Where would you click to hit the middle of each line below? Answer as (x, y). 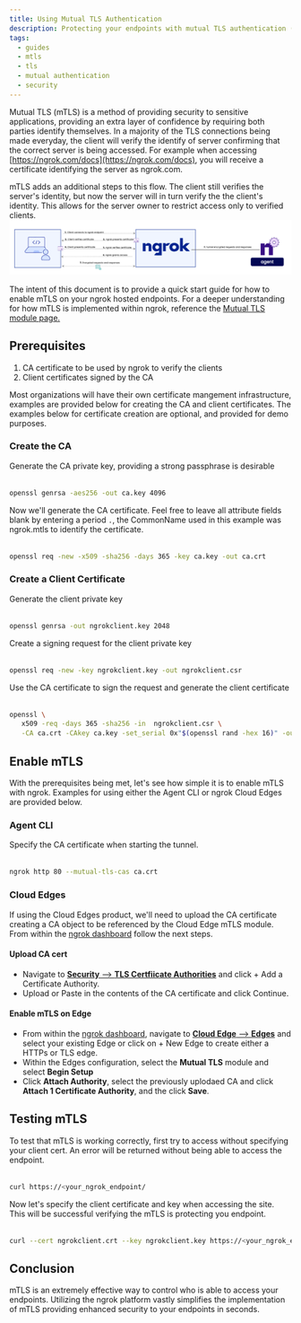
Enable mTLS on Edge (51, 1013)
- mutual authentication (64, 76)
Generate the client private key (66, 599)
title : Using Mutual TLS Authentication (86, 19)
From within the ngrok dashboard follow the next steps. (111, 933)
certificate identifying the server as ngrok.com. (96, 169)
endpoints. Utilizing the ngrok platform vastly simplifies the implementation (147, 1300)
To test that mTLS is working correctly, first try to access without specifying (149, 1141)
